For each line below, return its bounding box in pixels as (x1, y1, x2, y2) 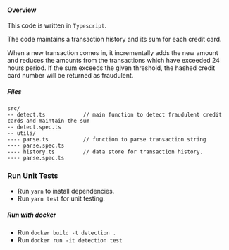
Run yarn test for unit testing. (17, 194, 106, 203)
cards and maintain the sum (7, 117, 90, 125)
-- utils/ (7, 130, 37, 137)
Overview (7, 6, 37, 14)
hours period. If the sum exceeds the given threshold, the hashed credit (7, 64, 216, 72)
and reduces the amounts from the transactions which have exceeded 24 (7, 56, 221, 65)
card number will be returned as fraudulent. (7, 71, 134, 80)
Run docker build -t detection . (17, 228, 116, 237)
